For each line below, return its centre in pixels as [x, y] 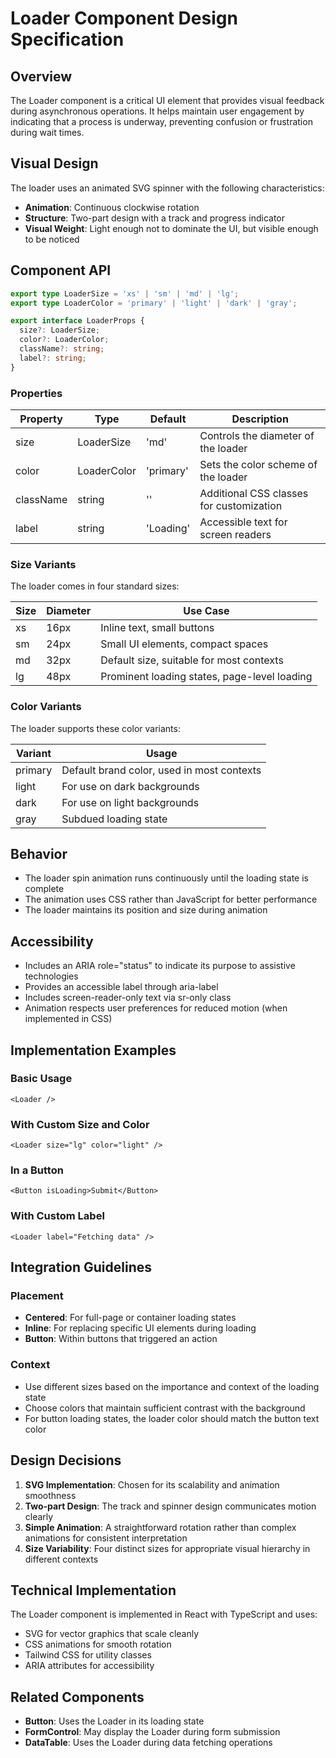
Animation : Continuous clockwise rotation [112, 207]
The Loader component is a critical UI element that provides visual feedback [167, 100]
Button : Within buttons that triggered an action [121, 1339]
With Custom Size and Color [80, 1124]
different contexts [61, 1559]
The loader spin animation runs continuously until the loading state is [166, 878]
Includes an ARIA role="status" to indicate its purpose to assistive [160, 966]
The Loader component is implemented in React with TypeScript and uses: [164, 1614]
